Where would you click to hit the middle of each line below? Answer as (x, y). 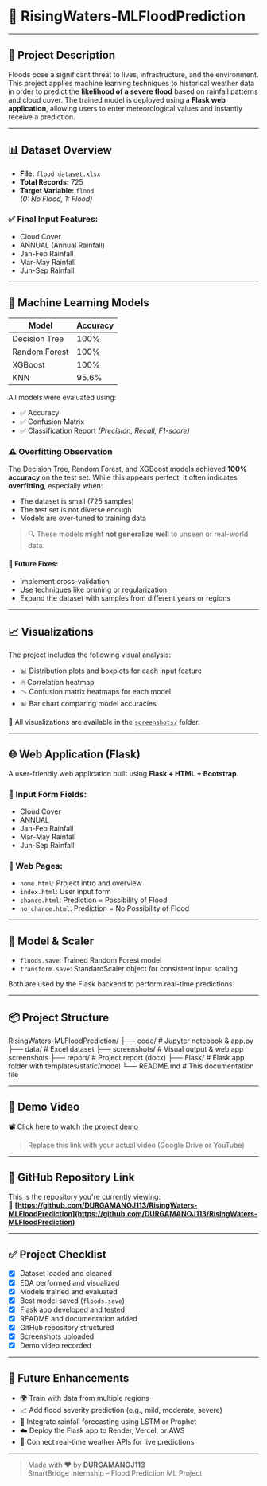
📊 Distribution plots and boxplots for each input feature (111, 671)
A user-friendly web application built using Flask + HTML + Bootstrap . (124, 773)
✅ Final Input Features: (53, 220)
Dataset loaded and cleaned (66, 1274)
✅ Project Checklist (57, 1255)
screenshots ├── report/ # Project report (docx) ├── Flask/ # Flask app (126, 1058)
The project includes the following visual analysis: (90, 655)
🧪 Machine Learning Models (79, 303)
